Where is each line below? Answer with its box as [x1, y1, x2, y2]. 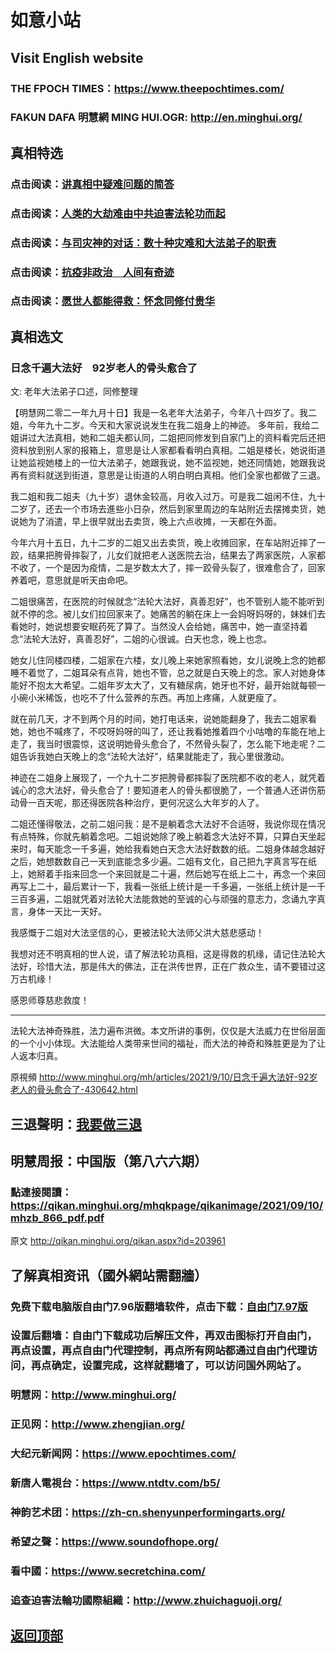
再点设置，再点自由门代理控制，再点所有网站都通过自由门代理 [10, 1344, 308, 1358]
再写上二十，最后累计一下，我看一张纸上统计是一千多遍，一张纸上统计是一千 [10, 881, 326, 893]
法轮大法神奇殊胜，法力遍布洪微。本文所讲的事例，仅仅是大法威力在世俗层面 [10, 1025, 326, 1037]
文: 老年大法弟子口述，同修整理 [10, 386, 138, 398]
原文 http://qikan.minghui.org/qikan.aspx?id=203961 [10, 1235, 226, 1247]
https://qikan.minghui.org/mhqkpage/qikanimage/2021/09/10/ [10, 1198, 324, 1212]
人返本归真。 [10, 1050, 63, 1062]
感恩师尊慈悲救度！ [10, 994, 90, 1006]
